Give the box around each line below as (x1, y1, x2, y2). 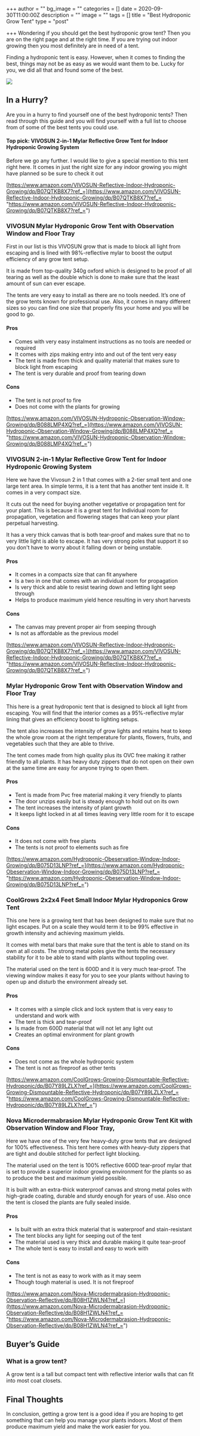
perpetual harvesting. (6, 519, 59, 527)
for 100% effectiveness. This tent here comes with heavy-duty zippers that (6, 1144, 190, 1151)
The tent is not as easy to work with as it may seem (14, 1272, 141, 1279)
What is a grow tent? (6, 1357, 67, 1365)
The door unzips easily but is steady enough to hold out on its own (14, 797, 179, 805)
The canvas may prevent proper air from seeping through (14, 623, 156, 631)
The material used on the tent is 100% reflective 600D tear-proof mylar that (6, 1162, 192, 1169)
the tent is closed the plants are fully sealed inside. (6, 1199, 131, 1206)
